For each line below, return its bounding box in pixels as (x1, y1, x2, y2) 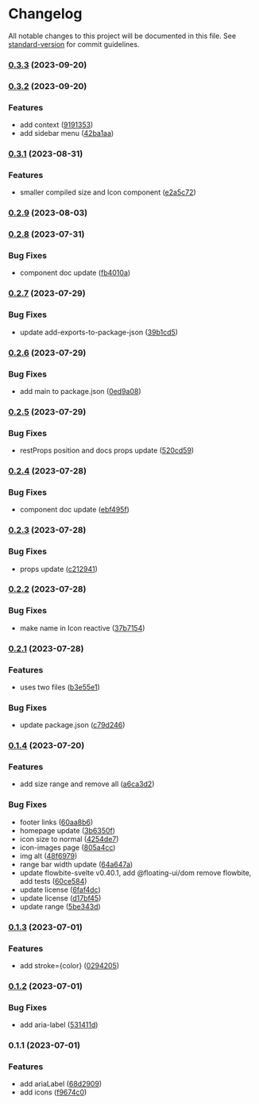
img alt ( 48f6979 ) (19, 851, 78, 860)
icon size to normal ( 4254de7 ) (19, 834, 119, 843)
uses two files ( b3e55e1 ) (19, 682, 101, 692)
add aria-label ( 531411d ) (19, 1020, 99, 1029)
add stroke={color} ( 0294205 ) (19, 961, 120, 970)
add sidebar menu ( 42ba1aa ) (19, 129, 114, 138)
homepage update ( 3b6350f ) (19, 825, 116, 835)
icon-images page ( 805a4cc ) (19, 843, 116, 852)
